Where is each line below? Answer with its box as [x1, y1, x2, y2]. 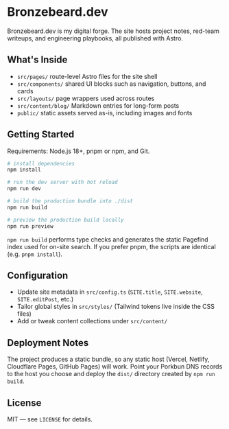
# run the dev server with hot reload [7, 179, 118, 186]
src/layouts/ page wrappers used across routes [16, 94, 155, 102]
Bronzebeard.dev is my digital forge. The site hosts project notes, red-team [7, 27, 219, 35]
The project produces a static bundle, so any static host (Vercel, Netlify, [7, 355, 210, 364]
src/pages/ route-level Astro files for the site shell [16, 72, 158, 80]
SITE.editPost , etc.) [16, 295, 74, 303]
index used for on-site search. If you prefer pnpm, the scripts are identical [7, 242, 216, 251]
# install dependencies [7, 160, 75, 167]
